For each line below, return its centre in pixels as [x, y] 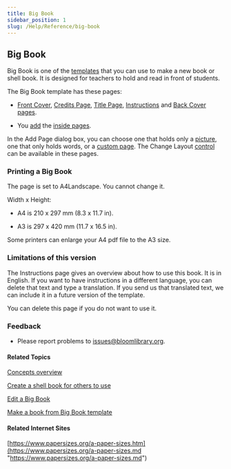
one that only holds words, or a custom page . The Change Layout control [111, 146]
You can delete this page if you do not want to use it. [82, 308]
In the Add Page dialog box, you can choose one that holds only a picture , [112, 139]
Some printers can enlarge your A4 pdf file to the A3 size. [89, 240]
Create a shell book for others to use [59, 386]
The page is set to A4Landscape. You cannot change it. [86, 186]
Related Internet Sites [39, 428]
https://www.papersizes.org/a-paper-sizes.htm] [78, 443]
